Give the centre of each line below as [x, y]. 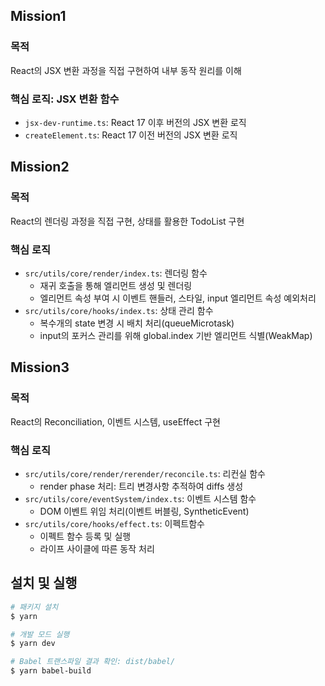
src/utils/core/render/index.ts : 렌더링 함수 [116, 273]
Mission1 [38, 16]
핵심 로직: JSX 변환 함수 [65, 99]
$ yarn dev [33, 644]
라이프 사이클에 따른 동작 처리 [97, 548]
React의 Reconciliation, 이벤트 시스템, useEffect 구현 [115, 421]
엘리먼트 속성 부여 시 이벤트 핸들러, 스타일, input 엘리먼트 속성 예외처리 [178, 298]
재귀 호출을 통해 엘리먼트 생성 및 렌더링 [116, 285]
